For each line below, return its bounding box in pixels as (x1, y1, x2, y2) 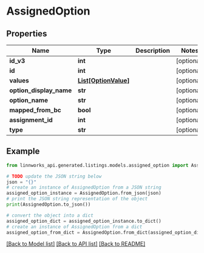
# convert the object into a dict (6, 212, 94, 218)
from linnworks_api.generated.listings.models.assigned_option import (6, 162, 189, 168)
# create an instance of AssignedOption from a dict (6, 223, 143, 230)
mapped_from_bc (9, 106, 62, 114)
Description (135, 47, 171, 55)
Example (6, 146, 40, 157)
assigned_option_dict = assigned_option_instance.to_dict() (6, 218, 162, 224)
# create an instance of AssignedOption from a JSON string (6, 184, 162, 191)
